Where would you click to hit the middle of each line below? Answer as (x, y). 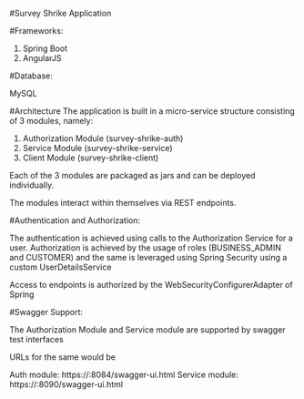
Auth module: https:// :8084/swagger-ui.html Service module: (124, 374)
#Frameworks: (36, 31)
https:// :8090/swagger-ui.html (66, 384)
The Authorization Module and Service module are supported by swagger (147, 330)
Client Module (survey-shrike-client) (91, 158)
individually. (32, 185)
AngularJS (42, 58)
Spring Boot (45, 48)
